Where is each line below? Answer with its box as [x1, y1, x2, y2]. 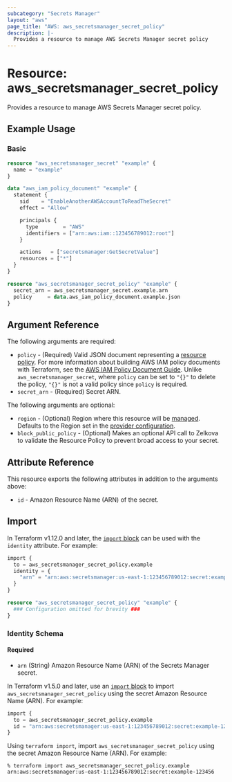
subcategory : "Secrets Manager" [7, 10, 100, 17]
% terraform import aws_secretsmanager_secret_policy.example [7, 763, 190, 770]
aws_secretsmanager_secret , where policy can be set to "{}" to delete [17, 373, 216, 381]
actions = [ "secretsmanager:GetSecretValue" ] [19, 248, 159, 256]
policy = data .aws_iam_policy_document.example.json [13, 293, 181, 300]
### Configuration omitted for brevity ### [13, 606, 140, 612]
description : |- [7, 29, 54, 37]
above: [7, 482, 27, 490]
